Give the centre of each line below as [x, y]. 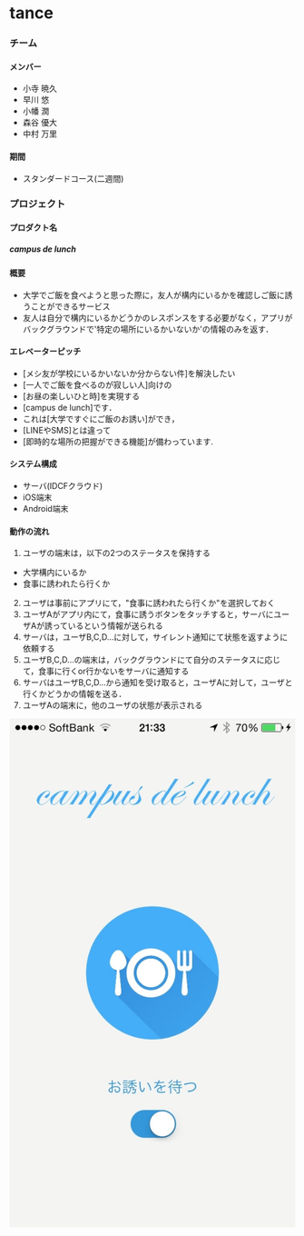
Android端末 [45, 509]
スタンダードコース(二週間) [73, 178]
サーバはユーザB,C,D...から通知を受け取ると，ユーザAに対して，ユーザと [157, 683]
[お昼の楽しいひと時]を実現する [81, 396]
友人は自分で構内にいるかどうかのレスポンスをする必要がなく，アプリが [157, 317]
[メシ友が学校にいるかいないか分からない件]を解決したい [129, 373]
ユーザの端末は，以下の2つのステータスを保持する [117, 553]
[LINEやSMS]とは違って [67, 430]
